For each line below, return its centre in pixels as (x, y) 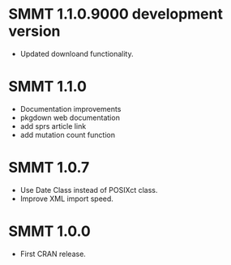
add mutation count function (68, 135)
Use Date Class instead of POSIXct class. (89, 190)
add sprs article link (53, 126)
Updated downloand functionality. (77, 53)
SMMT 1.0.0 (49, 231)
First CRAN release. (53, 254)
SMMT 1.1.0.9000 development (115, 14)
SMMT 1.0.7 (49, 168)
